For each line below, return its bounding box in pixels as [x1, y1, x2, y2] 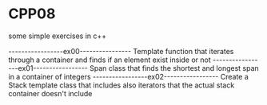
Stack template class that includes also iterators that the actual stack [8, 80, 235, 90]
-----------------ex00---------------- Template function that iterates [8, 46, 234, 56]
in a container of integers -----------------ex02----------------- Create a [8, 72, 249, 81]
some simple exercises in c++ [8, 31, 107, 41]
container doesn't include [8, 88, 93, 98]
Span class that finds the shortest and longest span [89, 63, 260, 72]
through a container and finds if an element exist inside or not [8, 55, 212, 64]
